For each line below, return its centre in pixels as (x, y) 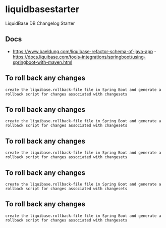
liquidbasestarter (42, 9)
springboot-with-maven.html (42, 62)
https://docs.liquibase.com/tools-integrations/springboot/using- (79, 57)
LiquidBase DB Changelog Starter (40, 23)
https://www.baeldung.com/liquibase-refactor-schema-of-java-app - (84, 51)
